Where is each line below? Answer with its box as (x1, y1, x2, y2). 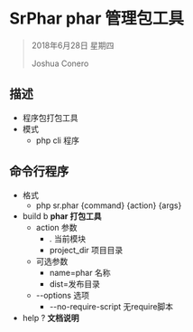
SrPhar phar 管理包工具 (9, 8, 185, 29)
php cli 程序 (35, 135, 79, 146)
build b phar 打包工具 (22, 210, 102, 222)
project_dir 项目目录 (49, 244, 124, 255)
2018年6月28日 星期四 (31, 40, 115, 51)
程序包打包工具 (22, 112, 78, 123)
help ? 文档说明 (22, 312, 79, 323)
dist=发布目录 (49, 278, 101, 289)
